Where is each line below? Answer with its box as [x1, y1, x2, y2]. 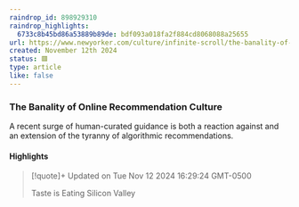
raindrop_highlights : [9, 21, 90, 30]
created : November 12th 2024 [9, 46, 117, 55]
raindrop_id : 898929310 [9, 12, 98, 22]
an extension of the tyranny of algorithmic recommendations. [9, 130, 234, 141]
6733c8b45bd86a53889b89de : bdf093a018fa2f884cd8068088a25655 [17, 29, 249, 38]
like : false [9, 71, 53, 80]
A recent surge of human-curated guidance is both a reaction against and [9, 121, 279, 132]
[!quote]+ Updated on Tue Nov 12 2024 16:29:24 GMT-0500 [30, 170, 252, 181]
